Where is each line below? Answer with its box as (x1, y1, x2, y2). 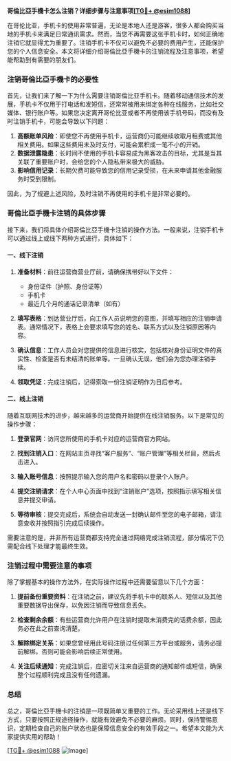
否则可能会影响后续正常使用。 (41, 647, 126, 656)
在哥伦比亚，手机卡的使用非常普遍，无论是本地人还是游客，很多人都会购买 (7, 21, 218, 30)
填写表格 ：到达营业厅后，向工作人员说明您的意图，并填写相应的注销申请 (16, 314, 222, 322)
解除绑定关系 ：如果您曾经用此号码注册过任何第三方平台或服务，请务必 (16, 639, 217, 647)
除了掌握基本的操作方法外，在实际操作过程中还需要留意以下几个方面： (7, 578, 206, 586)
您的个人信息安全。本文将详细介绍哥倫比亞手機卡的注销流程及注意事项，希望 (7, 47, 224, 55)
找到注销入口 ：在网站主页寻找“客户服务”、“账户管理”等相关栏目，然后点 (16, 449, 221, 457)
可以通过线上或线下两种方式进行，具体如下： (7, 234, 134, 242)
